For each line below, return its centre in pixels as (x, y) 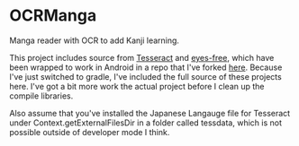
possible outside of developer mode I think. (90, 132)
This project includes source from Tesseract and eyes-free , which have (142, 57)
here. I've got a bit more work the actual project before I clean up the (137, 86)
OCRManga (53, 16)
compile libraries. (41, 96)
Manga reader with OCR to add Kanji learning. (95, 40)
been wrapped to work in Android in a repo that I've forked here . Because (146, 67)
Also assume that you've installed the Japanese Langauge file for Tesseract (150, 113)
